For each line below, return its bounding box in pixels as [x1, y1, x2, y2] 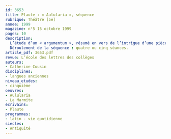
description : [5, 36, 33, 41]
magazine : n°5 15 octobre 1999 [5, 26, 72, 32]
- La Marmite [5, 97, 33, 102]
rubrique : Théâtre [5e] [5, 17, 56, 22]
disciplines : [5, 69, 33, 74]
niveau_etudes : [5, 78, 38, 84]
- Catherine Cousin [5, 64, 47, 69]
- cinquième [5, 83, 31, 88]
